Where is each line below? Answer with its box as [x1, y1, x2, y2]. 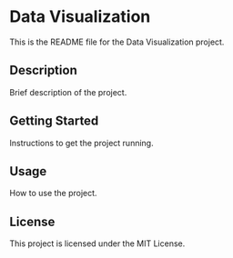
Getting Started [9, 114, 99, 129]
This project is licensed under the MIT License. [9, 238, 186, 249]
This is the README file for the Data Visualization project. [9, 36, 225, 47]
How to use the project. [9, 188, 97, 199]
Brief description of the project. [9, 86, 127, 97]
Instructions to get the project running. [9, 137, 154, 148]
